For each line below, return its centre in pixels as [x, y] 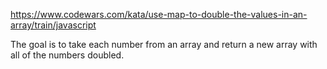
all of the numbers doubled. [67, 55]
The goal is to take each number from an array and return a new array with [164, 44]
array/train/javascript [53, 25]
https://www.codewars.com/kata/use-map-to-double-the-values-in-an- [159, 14]
